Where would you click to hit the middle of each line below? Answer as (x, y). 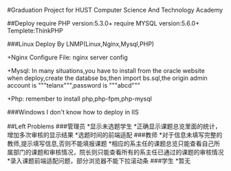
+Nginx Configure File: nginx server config (68, 57)
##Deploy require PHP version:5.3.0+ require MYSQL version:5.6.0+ (103, 23)
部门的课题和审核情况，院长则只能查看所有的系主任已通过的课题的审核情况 (118, 152)
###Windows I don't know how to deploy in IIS (73, 112)
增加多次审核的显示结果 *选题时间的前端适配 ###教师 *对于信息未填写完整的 (115, 135)
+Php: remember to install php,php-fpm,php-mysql (80, 99)
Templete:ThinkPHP (35, 31)
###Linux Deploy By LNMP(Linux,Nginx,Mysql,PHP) (81, 44)
